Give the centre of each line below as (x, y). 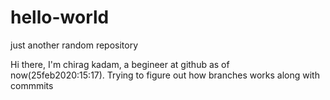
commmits (32, 85)
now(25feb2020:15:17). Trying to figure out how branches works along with (165, 75)
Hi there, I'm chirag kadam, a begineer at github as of (120, 64)
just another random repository (74, 45)
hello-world (60, 17)
